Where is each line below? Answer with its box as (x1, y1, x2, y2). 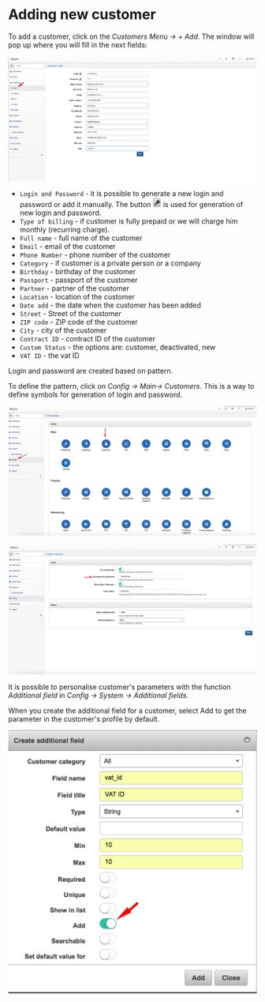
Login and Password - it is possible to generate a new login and (19, 189, 224, 198)
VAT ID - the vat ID (19, 351, 80, 360)
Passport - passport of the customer (19, 275, 138, 285)
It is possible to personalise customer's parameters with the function (8, 682, 231, 691)
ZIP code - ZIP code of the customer (19, 318, 138, 327)
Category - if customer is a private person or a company (19, 258, 201, 268)
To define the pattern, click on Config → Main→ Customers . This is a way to (8, 382, 255, 391)
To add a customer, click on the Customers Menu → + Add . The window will (8, 32, 255, 41)
